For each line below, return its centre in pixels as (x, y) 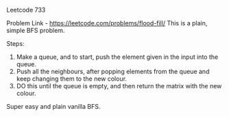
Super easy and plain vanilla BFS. (53, 106)
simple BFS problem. (36, 30)
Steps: (15, 43)
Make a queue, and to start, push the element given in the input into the (117, 57)
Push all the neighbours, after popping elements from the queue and (113, 71)
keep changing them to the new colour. (72, 79)
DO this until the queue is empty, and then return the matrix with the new (119, 86)
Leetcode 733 (26, 10)
